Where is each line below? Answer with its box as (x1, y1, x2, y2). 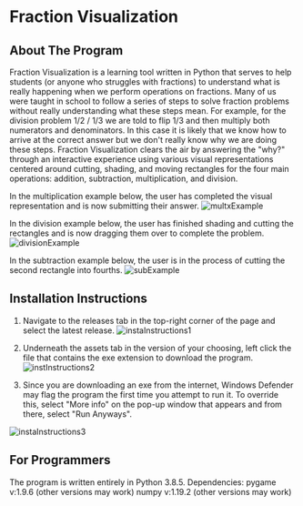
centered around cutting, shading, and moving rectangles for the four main (9, 164, 289, 174)
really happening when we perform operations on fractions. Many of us (9, 86, 277, 96)
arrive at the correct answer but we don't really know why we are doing (9, 135, 278, 145)
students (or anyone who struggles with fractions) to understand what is (9, 76, 280, 87)
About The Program (9, 43, 124, 58)
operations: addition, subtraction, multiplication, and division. (9, 173, 238, 184)
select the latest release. (22, 325, 116, 336)
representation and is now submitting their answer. (9, 200, 200, 211)
